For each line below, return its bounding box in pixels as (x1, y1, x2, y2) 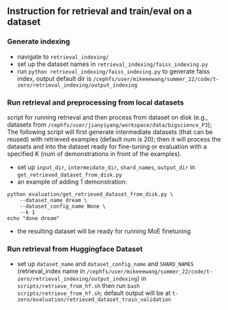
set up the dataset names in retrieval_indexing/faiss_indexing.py (16, 60, 208, 68)
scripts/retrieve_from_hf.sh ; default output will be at (16, 289, 171, 298)
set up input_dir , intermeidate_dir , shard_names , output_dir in (16, 163, 196, 171)
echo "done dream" (7, 214, 60, 222)
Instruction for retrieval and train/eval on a (7, 5, 192, 17)
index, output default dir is (16, 74, 92, 82)
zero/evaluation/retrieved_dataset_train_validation (16, 296, 172, 303)
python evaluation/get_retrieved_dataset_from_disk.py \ (7, 190, 174, 198)
